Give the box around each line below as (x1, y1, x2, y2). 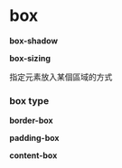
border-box (9, 115, 53, 126)
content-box (9, 150, 58, 161)
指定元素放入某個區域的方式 (9, 71, 113, 82)
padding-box (9, 133, 60, 144)
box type (9, 94, 50, 107)
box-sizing (9, 52, 52, 63)
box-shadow (9, 35, 59, 46)
